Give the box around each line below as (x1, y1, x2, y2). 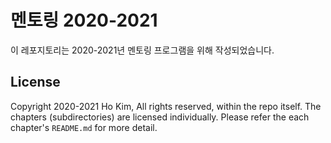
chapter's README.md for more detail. (10, 121, 158, 133)
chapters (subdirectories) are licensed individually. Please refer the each (10, 111, 310, 123)
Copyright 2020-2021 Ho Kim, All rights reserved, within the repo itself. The (10, 100, 322, 112)
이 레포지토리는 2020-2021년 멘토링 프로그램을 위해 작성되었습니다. (10, 44, 275, 56)
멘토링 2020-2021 (10, 9, 158, 32)
